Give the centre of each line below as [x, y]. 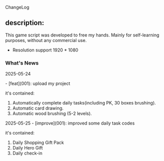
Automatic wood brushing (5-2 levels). [52, 113]
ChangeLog [17, 7]
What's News [22, 63]
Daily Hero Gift [28, 148]
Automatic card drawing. [38, 108]
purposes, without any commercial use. [46, 40]
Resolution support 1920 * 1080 [45, 50]
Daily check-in [27, 153]
